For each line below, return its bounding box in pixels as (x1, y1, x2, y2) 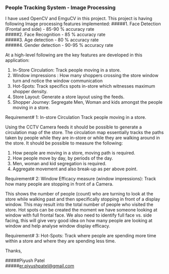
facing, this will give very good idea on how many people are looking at (5, 218, 152, 224)
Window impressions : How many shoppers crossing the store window (12, 73, 158, 79)
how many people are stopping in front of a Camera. (5, 181, 114, 187)
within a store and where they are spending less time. (5, 238, 116, 244)
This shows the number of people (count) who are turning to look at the (5, 191, 153, 197)
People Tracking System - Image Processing (5, 4, 116, 11)
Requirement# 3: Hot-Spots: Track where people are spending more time (5, 233, 156, 239)
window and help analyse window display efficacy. (5, 223, 111, 229)
